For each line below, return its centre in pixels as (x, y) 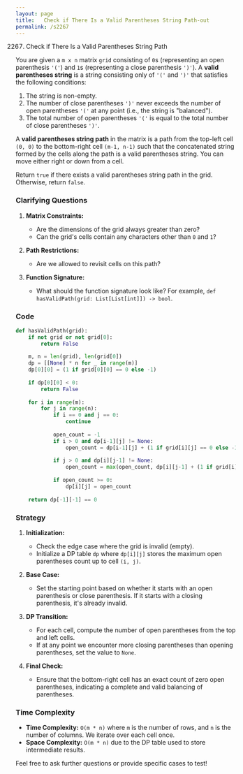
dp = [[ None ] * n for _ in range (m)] (83, 363)
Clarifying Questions (51, 200)
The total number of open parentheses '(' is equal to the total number (127, 118)
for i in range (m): (57, 402)
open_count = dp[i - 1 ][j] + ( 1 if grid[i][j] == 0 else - (150, 448)
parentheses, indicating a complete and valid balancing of (119, 687)
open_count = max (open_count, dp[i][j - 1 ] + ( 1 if (139, 467)
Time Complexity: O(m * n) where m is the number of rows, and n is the (128, 728)
